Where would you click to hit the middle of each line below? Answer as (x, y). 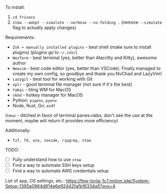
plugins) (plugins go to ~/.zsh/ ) (45, 52)
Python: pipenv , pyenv (35, 100)
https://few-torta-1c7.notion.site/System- (108, 181)
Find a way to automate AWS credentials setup (60, 171)
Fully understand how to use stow (47, 159)
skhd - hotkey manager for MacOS (47, 95)
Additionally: (18, 130)
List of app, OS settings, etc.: (35, 181)
